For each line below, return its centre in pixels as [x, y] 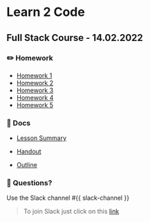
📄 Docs [19, 123]
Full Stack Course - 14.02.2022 [75, 38]
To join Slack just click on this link [71, 212]
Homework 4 [35, 97]
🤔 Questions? [29, 183]
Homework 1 [34, 75]
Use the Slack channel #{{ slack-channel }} [68, 198]
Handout [29, 152]
